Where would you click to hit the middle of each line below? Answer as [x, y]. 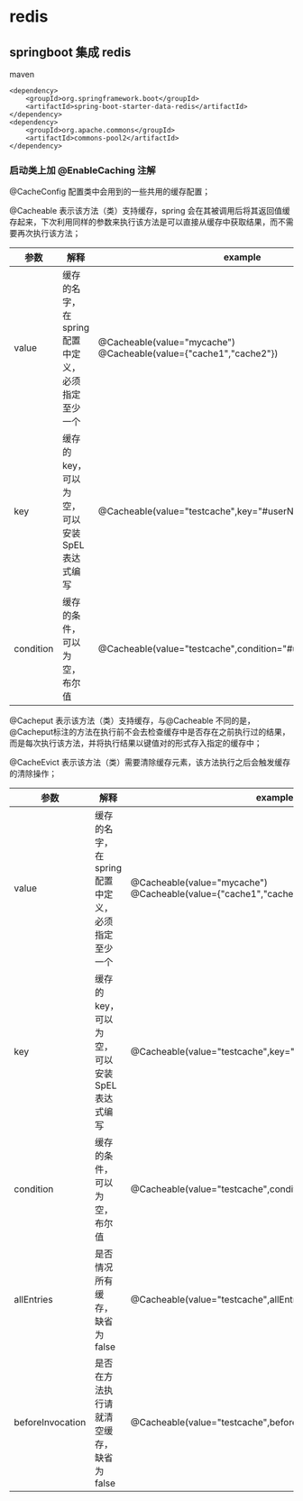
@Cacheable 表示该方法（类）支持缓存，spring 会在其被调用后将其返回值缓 [150, 211]
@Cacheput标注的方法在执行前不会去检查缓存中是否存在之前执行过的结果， [150, 732]
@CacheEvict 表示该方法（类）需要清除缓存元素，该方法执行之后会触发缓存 [150, 763]
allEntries [33, 1300]
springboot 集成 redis [70, 52]
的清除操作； [33, 773]
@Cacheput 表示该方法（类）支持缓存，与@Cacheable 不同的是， [132, 721]
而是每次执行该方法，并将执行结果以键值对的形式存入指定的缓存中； [136, 743]
